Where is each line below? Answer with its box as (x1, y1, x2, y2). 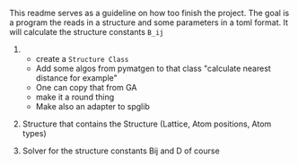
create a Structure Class (35, 54, 129, 64)
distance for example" (35, 73, 118, 83)
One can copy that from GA (35, 82, 137, 92)
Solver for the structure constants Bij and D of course (22, 145, 220, 156)
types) (22, 128, 47, 138)
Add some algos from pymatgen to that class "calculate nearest (35, 63, 271, 74)
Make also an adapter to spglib (35, 101, 150, 111)
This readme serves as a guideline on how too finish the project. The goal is (9, 8, 290, 18)
